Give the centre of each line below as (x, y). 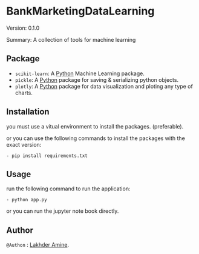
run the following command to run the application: (68, 189)
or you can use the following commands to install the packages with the (96, 138)
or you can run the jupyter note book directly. (63, 211)
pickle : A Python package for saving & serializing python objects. (97, 79)
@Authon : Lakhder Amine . (38, 245)
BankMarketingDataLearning (80, 11)
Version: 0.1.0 (23, 28)
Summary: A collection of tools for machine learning (71, 39)
